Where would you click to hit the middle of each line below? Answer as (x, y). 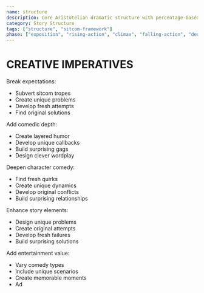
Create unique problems (45, 100)
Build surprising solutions (47, 241)
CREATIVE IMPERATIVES (70, 65)
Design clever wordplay (45, 156)
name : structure (27, 12)
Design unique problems (46, 222)
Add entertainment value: (38, 253)
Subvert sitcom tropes (43, 93)
